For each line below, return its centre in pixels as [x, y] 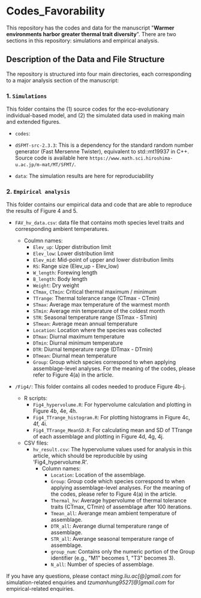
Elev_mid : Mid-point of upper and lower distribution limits [103, 260]
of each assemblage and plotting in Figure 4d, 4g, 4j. [98, 437]
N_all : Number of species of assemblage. [102, 564]
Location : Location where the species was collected [97, 330]
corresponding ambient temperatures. [62, 229]
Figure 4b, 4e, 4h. [55, 411]
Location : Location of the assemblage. [98, 475]
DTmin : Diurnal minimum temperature [78, 343]
